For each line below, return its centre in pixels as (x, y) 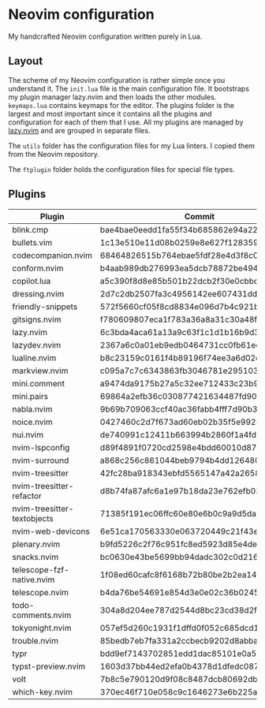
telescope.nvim (41, 592)
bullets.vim (32, 242)
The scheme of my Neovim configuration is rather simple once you (117, 80)
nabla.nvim (32, 409)
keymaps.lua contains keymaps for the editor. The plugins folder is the (121, 105)
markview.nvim (40, 371)
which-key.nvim (43, 691)
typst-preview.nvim (49, 666)
